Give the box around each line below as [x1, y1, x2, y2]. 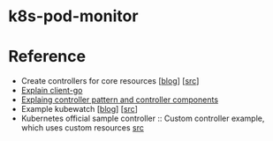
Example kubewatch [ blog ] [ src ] [20, 104, 139, 115]
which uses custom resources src [20, 122, 145, 133]
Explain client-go [20, 85, 83, 96]
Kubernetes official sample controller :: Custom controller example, [20, 113, 265, 124]
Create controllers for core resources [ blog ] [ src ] [20, 76, 200, 86]
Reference [8, 47, 86, 67]
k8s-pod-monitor [8, 6, 139, 26]
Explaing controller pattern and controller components [20, 94, 218, 105]
